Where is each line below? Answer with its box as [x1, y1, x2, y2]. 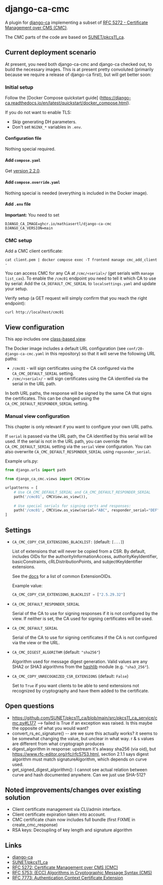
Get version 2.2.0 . [5, 168, 41, 174]
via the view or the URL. [12, 639, 60, 645]
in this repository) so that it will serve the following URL [45, 350, 156, 356]
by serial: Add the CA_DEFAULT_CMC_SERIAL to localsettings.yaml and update [5, 281, 156, 287]
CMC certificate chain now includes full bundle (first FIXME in [12, 817, 135, 823]
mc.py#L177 [12, 720, 36, 726]
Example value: [12, 582, 43, 588]
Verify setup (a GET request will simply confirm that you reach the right [5, 295, 147, 301]
